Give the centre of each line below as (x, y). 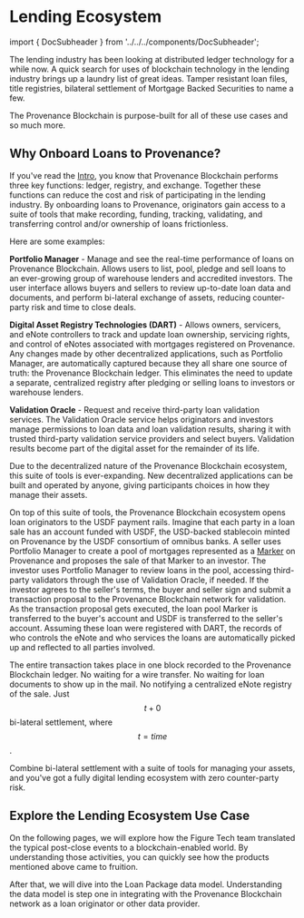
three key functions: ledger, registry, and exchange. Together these (135, 185)
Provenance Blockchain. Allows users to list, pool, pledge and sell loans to (147, 269)
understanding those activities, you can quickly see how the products (139, 857)
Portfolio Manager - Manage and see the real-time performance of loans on (152, 259)
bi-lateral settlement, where (61, 722)
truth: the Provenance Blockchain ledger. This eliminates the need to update (151, 373)
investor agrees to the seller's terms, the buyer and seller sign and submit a (151, 589)
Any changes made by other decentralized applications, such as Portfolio (146, 353)
